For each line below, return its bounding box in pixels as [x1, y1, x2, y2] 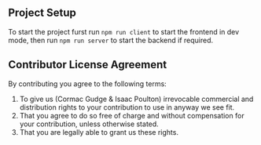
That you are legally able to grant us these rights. [19, 127, 179, 136]
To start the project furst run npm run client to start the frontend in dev [8, 27, 240, 36]
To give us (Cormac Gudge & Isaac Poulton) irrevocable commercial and [19, 94, 254, 103]
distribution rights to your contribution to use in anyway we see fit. [19, 102, 235, 112]
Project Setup [8, 6, 77, 20]
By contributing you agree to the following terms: [8, 78, 167, 89]
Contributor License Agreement [8, 58, 167, 71]
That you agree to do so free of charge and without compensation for [19, 111, 245, 120]
